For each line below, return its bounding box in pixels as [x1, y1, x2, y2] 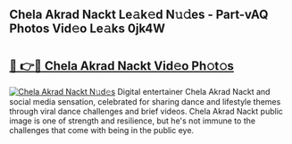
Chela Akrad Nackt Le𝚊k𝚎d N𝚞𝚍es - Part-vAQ [9, 7, 269, 22]
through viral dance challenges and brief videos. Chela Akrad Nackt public [9, 106, 284, 116]
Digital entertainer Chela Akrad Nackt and [117, 87, 271, 97]
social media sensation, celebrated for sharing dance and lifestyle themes [9, 97, 281, 106]
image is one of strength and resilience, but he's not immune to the [9, 115, 256, 126]
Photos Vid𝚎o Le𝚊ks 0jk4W [9, 21, 166, 37]
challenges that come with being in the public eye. [9, 125, 195, 135]
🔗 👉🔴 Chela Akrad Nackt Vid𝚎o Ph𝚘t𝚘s [9, 58, 235, 73]
